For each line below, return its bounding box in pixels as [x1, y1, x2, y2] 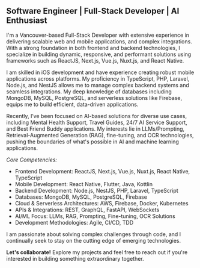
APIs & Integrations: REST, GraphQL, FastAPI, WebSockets [14, 206, 160, 213]
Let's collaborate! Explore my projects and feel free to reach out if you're [6, 248, 188, 256]
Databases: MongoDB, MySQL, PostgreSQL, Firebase [14, 193, 147, 201]
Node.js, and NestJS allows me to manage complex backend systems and [6, 81, 189, 89]
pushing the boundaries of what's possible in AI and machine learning [6, 138, 179, 145]
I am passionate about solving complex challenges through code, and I [6, 230, 181, 238]
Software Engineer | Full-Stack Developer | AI [6, 6, 180, 16]
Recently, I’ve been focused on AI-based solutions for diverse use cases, [6, 112, 187, 119]
